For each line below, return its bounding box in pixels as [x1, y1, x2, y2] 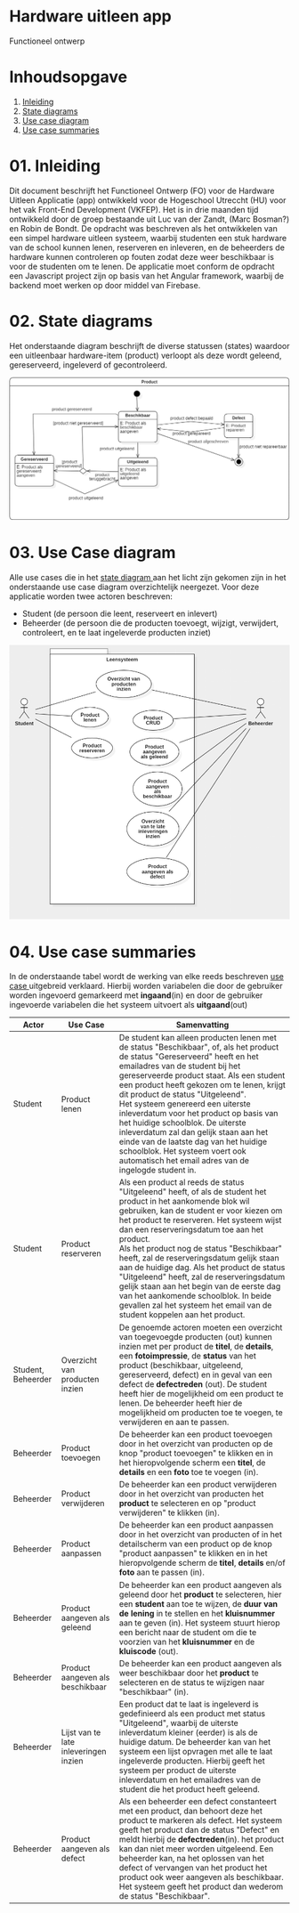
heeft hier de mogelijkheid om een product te [118, 1388, 284, 1398]
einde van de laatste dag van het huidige [118, 1137, 268, 1147]
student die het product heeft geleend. [118, 1784, 260, 1795]
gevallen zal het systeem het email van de [118, 1300, 272, 1310]
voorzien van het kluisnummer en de [118, 1636, 255, 1647]
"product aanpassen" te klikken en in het [118, 1548, 269, 1559]
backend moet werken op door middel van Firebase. [9, 280, 201, 290]
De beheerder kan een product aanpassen [118, 1520, 274, 1530]
